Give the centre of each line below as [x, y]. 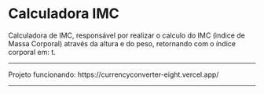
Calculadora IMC [64, 14]
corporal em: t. [32, 52]
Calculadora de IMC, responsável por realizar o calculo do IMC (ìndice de [126, 35]
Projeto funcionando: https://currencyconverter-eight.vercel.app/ [114, 74]
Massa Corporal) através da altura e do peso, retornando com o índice [122, 43]
